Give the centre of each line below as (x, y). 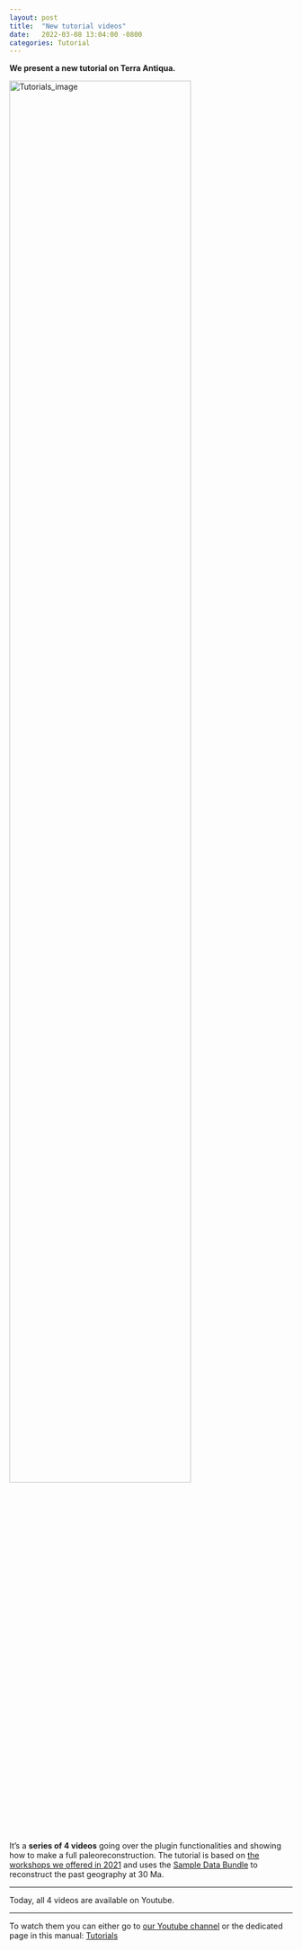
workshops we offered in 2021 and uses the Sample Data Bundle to (133, 1865)
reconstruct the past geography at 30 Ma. (87, 1875)
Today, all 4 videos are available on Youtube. (92, 1901)
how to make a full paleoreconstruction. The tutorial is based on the (134, 1856)
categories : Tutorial (50, 43)
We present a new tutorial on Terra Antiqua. (93, 68)
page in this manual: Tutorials (64, 1936)
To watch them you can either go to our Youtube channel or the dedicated (146, 1926)
